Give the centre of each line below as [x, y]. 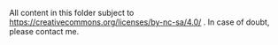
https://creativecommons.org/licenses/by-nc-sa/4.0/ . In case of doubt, [139, 22]
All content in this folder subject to [72, 13]
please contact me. [44, 31]
